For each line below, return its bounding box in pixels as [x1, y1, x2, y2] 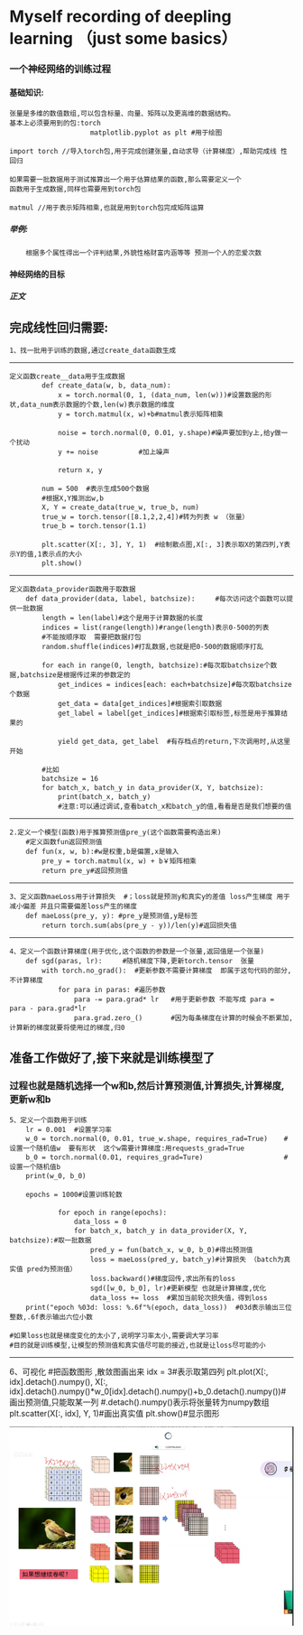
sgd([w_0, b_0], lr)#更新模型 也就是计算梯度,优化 [89, 1284, 267, 1293]
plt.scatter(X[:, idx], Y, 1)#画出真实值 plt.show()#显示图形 [9, 1407, 220, 1418]
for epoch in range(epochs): [57, 1208, 168, 1217]
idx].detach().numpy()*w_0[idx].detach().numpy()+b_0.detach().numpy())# [9, 1386, 287, 1397]
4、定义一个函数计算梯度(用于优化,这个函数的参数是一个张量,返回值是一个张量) [9, 947, 264, 956]
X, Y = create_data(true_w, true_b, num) [41, 503, 200, 512]
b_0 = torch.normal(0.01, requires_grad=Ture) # [25, 1153, 289, 1162]
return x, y [57, 466, 103, 475]
